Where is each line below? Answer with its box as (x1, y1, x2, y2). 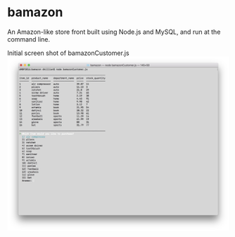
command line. (7, 35, 51, 43)
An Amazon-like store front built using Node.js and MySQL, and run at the (7, 28, 221, 36)
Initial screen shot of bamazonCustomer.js (7, 49, 129, 57)
